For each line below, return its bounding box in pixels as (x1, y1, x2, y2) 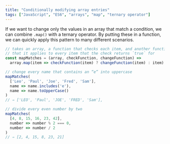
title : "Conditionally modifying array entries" (5, 7, 110, 13)
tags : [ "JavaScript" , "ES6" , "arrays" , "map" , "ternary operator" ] (5, 12, 151, 17)
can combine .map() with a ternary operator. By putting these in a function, (5, 31, 161, 37)
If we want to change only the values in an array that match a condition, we (5, 26, 162, 32)
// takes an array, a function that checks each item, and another (5, 46, 151, 51)
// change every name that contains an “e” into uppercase (5, 69, 133, 75)
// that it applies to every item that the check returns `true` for (5, 51, 155, 56)
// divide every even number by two (5, 107, 82, 112)
